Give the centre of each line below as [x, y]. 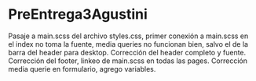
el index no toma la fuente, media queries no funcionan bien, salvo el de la [128, 44]
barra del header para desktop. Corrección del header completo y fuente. [127, 52]
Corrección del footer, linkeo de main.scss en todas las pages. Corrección [128, 61]
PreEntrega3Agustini [78, 14]
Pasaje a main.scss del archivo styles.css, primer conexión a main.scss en [128, 36]
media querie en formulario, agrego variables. [82, 69]
